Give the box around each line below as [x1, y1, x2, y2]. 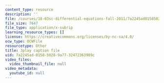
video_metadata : [5, 66, 38, 71]
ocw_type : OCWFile [5, 39, 42, 44]
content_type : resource [5, 7, 54, 12]
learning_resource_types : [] [5, 30, 64, 35]
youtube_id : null [9, 71, 45, 76]
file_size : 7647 [5, 21, 38, 26]
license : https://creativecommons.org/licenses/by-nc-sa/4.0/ [5, 35, 134, 40]
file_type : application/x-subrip [5, 25, 73, 30]
